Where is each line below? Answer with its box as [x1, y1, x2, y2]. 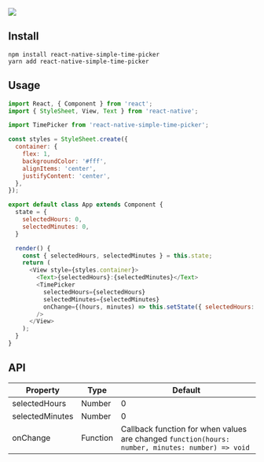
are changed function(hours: [120, 433, 230, 444]
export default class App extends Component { [8, 201, 163, 209]
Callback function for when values [120, 423, 247, 434]
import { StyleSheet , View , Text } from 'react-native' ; [8, 107, 199, 115]
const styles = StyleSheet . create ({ [8, 135, 128, 143]
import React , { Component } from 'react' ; [8, 99, 153, 108]
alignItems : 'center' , [22, 164, 97, 172]
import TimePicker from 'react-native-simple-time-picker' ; [8, 121, 210, 129]
